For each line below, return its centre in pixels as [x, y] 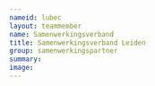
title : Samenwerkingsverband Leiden [77, 43]
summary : [26, 59]
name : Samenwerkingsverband [62, 34]
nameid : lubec [36, 17]
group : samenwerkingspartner [64, 51]
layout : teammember [46, 26]
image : [22, 68]
